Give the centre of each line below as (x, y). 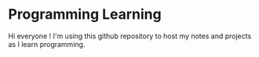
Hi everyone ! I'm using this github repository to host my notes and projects (130, 36)
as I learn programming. (47, 44)
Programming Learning (85, 14)
